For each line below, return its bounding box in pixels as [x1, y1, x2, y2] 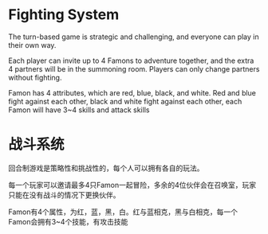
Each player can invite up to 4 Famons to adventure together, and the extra [8, 56, 254, 65]
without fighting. [8, 72, 62, 82]
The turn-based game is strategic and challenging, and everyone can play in [8, 32, 259, 41]
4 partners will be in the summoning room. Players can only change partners [8, 64, 260, 73]
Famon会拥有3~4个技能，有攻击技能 [8, 216, 128, 226]
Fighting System [8, 6, 120, 24]
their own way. [8, 40, 57, 49]
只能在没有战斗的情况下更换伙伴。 [8, 189, 120, 200]
